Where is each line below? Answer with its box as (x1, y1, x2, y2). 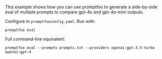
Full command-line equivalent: (5, 36, 65, 42)
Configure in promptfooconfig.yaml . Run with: (5, 19, 96, 24)
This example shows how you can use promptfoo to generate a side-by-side (5, 4, 158, 10)
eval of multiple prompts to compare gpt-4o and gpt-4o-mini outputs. (5, 9, 144, 15)
